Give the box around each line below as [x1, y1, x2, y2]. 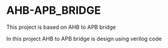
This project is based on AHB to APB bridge [6, 23, 116, 31]
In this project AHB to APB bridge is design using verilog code [6, 35, 162, 42]
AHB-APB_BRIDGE [6, 4, 101, 17]
